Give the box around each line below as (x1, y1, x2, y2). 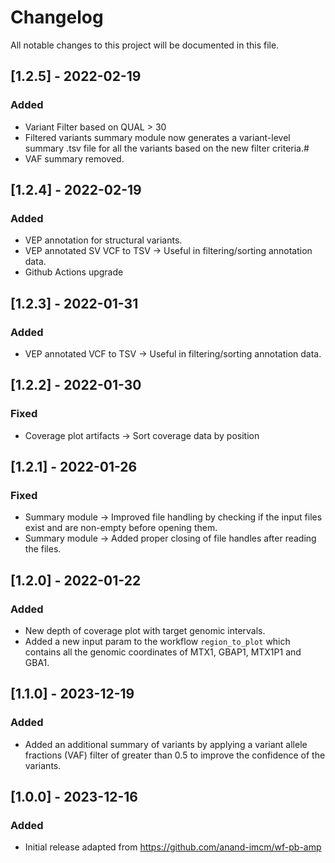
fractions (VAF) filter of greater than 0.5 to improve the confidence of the (24, 749, 326, 761)
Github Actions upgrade (24, 266, 124, 278)
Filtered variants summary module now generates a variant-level (24, 131, 291, 143)
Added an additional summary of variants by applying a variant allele (24, 738, 308, 750)
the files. (24, 543, 62, 555)
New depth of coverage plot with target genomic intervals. (24, 625, 266, 637)
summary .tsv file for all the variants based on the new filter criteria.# (24, 142, 310, 154)
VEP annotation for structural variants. (24, 234, 183, 246)
